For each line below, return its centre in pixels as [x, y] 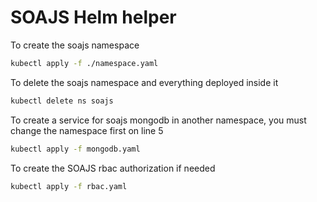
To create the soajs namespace [75, 45]
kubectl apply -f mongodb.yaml [75, 149]
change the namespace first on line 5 [87, 130]
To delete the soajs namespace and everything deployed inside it [144, 82]
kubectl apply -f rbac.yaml [69, 186]
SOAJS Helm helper [93, 17]
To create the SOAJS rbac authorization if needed [113, 168]
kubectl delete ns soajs [62, 101]
